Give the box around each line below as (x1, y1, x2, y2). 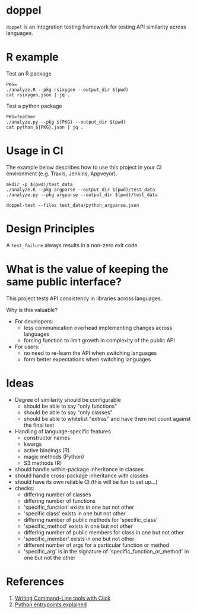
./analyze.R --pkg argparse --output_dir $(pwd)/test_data (6, 187, 155, 193)
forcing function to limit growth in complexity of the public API (23, 336, 175, 344)
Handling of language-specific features (14, 427, 111, 434)
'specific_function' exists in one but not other (23, 503, 135, 511)
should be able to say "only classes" (23, 408, 113, 416)
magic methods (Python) (23, 453, 84, 460)
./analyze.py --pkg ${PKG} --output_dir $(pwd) (6, 119, 126, 125)
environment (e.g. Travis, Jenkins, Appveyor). (6, 170, 117, 177)
